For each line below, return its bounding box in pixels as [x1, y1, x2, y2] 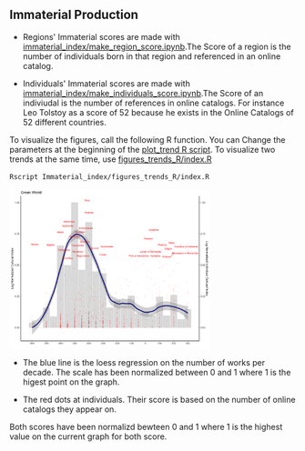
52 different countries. [22, 116, 107, 127]
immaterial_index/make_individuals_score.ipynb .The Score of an [22, 87, 264, 98]
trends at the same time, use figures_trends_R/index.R [9, 154, 212, 165]
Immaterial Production [9, 7, 139, 23]
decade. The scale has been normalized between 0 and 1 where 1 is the [22, 366, 291, 377]
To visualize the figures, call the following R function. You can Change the [9, 134, 286, 145]
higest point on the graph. [22, 376, 120, 387]
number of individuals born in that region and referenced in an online [22, 50, 281, 62]
